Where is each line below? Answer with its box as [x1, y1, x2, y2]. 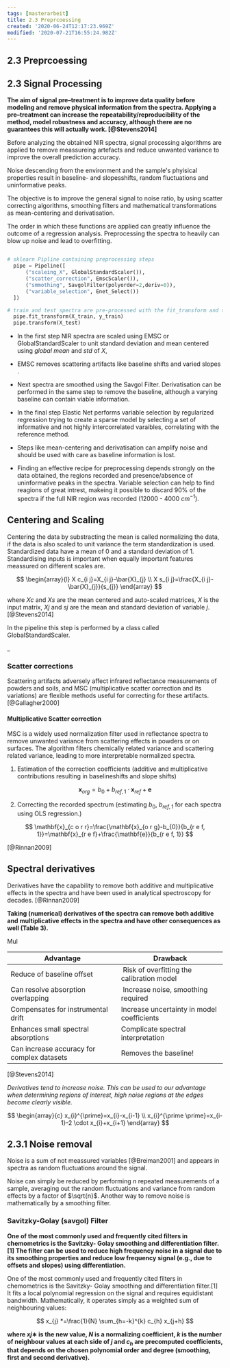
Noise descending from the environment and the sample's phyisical [7, 166, 197, 175]
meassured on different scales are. [7, 561, 105, 570]
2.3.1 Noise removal [7, 1138, 92, 1150]
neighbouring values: [7, 1303, 67, 1312]
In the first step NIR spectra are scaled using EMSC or [16, 332, 170, 340]
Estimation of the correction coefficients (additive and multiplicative [16, 765, 208, 773]
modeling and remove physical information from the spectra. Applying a [7, 104, 217, 112]
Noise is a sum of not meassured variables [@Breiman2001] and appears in [7, 1157, 220, 1165]
